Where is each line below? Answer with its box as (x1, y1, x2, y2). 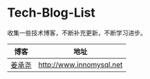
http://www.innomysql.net (38, 60, 123, 69)
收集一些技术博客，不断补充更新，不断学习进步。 (7, 28, 147, 37)
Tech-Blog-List (7, 5, 95, 21)
